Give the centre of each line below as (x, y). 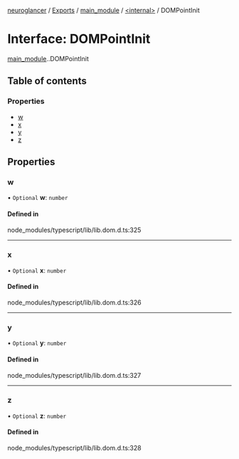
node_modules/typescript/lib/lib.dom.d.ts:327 (74, 375)
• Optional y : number (37, 343)
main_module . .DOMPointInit (48, 58)
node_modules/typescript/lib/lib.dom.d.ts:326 (74, 302)
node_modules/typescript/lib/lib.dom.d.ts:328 (74, 448)
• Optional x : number (37, 270)
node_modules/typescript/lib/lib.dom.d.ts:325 (74, 230)
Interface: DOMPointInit (79, 39)
